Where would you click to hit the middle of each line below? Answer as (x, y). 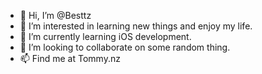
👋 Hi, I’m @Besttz (55, 15)
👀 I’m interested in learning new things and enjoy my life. (136, 26)
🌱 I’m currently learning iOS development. (105, 36)
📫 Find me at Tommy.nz (70, 58)
